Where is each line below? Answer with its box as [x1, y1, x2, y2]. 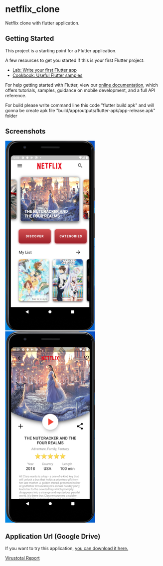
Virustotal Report [5, 555, 40, 561]
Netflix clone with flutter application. [5, 20, 80, 26]
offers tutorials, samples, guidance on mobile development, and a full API [5, 87, 156, 93]
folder [5, 113, 17, 119]
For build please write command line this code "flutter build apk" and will [5, 102, 155, 108]
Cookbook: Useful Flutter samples [12, 72, 83, 78]
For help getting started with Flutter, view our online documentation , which [5, 82, 159, 88]
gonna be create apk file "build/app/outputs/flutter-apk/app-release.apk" [5, 107, 156, 113]
